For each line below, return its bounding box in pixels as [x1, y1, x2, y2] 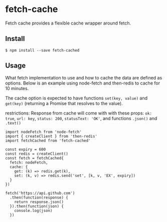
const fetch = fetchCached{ [5, 155, 64, 160]
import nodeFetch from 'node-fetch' [5, 129, 82, 134]
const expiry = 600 [5, 146, 46, 152]
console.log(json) [14, 208, 53, 213]
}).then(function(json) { [10, 203, 64, 208]
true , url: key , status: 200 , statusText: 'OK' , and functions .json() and [5, 115, 157, 121]
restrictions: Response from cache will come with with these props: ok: [5, 110, 152, 116]
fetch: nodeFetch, [10, 160, 49, 165]
